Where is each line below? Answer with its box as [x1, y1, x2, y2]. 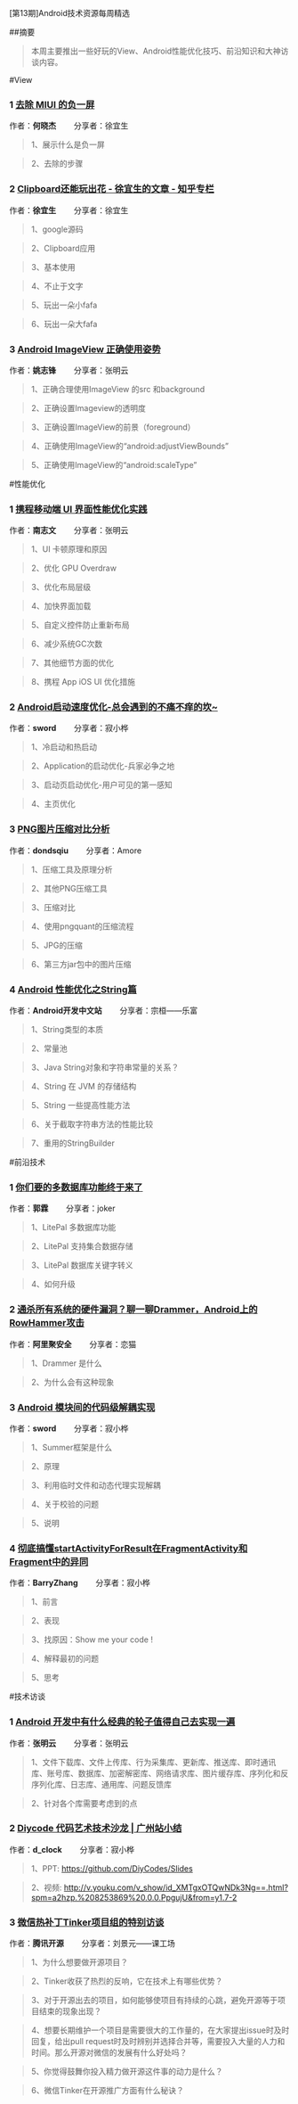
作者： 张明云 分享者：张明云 [9, 1738, 129, 1748]
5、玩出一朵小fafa [30, 300, 98, 310]
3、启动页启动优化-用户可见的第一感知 [30, 779, 173, 791]
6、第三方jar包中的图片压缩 [30, 958, 132, 969]
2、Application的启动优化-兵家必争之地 [30, 760, 175, 771]
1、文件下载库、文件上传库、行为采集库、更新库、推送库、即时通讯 [30, 1756, 277, 1767]
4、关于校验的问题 [30, 1499, 100, 1509]
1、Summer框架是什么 [30, 1442, 113, 1452]
